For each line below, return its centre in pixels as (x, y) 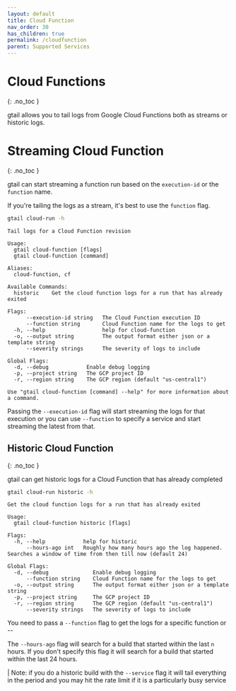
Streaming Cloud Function (85, 151)
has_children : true (36, 34)
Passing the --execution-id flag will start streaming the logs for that (106, 411)
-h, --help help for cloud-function (94, 330)
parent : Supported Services (49, 47)
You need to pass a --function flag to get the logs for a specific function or (117, 623)
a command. (23, 398)
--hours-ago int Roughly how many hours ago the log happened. (124, 548)
